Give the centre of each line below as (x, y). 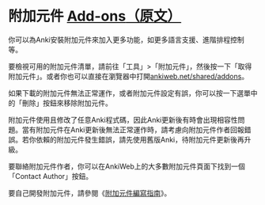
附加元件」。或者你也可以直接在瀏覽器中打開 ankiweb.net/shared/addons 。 (129, 76)
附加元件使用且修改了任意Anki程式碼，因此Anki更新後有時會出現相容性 (123, 120)
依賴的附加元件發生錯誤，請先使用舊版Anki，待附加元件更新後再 (140, 139)
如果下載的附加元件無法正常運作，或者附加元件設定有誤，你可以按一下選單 (129, 93)
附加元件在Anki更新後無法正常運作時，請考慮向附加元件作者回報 (140, 129)
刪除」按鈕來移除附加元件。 (67, 103)
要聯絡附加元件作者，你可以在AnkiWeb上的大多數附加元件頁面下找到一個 (127, 166)
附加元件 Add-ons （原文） (95, 16)
